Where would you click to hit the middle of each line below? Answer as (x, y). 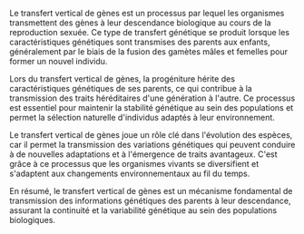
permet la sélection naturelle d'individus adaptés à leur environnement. (142, 117)
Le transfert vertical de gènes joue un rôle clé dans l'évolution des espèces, (151, 135)
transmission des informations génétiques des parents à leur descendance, (150, 200)
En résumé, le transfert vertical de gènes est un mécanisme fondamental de (151, 191)
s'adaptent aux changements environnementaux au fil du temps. (130, 173)
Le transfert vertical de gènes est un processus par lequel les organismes (147, 13)
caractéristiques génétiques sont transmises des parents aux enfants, (140, 42)
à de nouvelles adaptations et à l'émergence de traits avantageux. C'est (144, 154)
